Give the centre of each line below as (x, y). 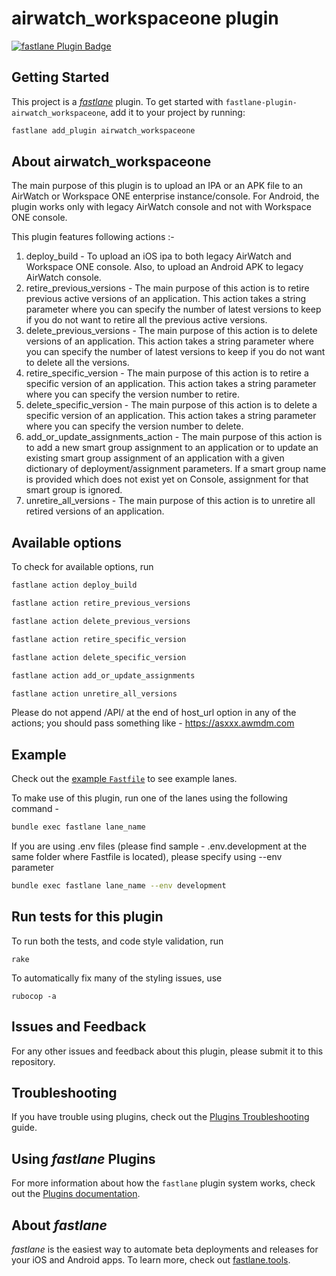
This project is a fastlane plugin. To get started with (117, 101)
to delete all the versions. (77, 363)
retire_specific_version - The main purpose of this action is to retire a (167, 373)
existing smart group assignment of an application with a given (155, 458)
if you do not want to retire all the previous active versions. (146, 320)
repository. (33, 1061)
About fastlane (59, 1225)
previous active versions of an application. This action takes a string (166, 299)
